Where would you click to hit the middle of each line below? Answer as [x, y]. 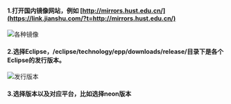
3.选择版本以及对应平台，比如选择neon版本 [69, 94]
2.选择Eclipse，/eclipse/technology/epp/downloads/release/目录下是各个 [115, 51]
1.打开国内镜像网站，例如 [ [45, 10]
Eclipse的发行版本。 [36, 60]
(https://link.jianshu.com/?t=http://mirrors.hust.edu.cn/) [92, 18]
